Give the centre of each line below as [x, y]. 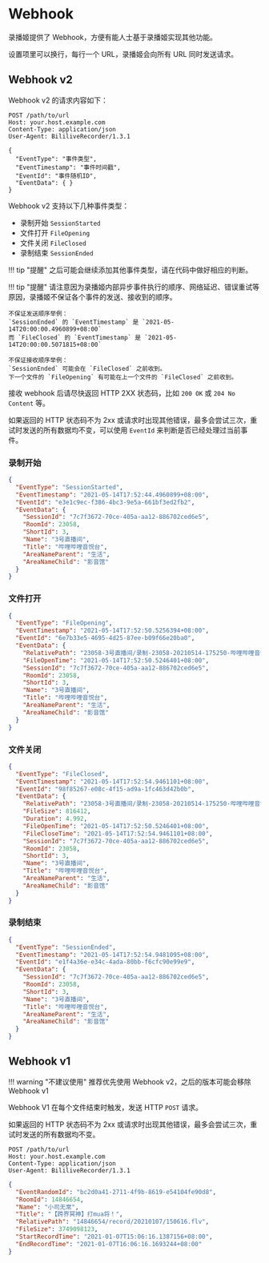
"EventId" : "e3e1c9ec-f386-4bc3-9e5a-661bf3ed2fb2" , [105, 502]
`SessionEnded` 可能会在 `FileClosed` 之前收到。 [87, 368]
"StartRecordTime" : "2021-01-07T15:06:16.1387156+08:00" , [114, 1237]
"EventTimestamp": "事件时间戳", [68, 167]
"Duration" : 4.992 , [55, 819]
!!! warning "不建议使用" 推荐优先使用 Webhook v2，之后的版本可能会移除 [130, 1081]
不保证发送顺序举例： [38, 313]
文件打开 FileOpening [55, 232]
